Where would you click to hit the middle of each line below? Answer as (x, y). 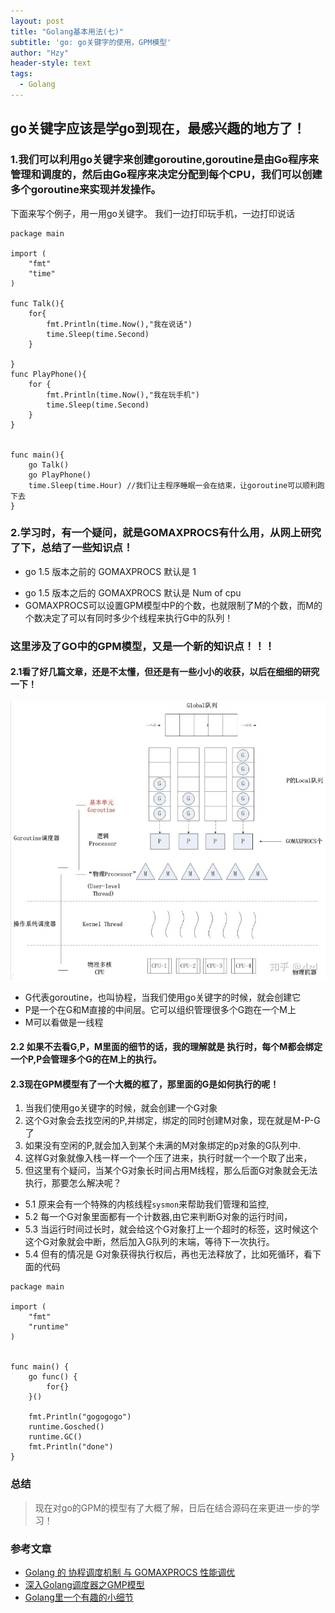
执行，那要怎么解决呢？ (73, 1183)
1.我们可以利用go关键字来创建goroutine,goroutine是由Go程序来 (165, 160)
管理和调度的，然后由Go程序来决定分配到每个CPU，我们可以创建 (166, 175)
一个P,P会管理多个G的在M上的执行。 (86, 1059)
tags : (21, 74)
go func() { (53, 1377)
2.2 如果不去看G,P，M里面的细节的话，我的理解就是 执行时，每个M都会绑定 (166, 1047)
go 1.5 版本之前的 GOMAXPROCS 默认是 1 (110, 571)
